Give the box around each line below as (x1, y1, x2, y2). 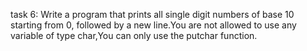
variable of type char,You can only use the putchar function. (10, 30, 258, 41)
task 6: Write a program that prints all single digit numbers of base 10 (10, 9, 295, 20)
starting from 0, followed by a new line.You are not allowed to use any (10, 19, 297, 31)
